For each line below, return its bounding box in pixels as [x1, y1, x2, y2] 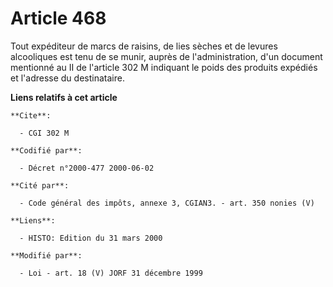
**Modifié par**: [10, 250, 83, 261]
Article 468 [10, 7, 107, 30]
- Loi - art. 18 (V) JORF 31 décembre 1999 [19, 268, 203, 278]
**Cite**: [10, 110, 52, 121]
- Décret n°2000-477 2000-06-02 [19, 163, 155, 173]
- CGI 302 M [19, 128, 70, 138]
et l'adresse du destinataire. [10, 72, 125, 84]
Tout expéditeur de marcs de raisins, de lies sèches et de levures [10, 40, 278, 52]
